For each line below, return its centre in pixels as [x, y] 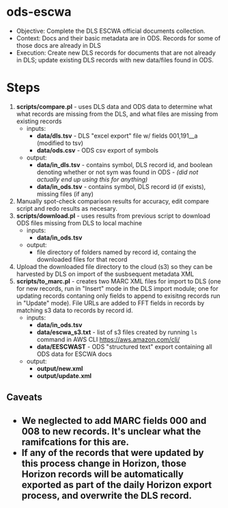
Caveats [24, 397]
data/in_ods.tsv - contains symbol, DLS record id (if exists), [121, 186]
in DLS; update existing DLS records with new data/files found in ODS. [115, 60]
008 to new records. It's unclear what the [111, 431]
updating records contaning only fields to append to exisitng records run [118, 296]
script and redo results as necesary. [67, 208]
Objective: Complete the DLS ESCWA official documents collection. [111, 31]
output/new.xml [60, 368]
